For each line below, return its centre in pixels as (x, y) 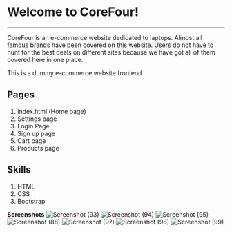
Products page (38, 148)
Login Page (33, 126)
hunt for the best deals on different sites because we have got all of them (111, 52)
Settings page (37, 119)
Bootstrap (31, 201)
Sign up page (36, 133)
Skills (19, 170)
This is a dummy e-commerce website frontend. (75, 72)
